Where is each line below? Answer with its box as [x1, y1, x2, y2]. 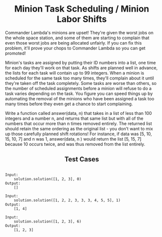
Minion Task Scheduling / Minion [14, 3, 149, 15]
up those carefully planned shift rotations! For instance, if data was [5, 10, [5, 131, 152, 137]
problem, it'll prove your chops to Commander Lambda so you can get [5, 45, 146, 51]
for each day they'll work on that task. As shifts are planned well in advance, [5, 64, 158, 71]
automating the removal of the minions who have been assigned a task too [5, 95, 155, 101]
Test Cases [64, 155, 99, 163]
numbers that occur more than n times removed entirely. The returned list [5, 120, 152, 126]
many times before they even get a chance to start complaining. [5, 101, 133, 107]
